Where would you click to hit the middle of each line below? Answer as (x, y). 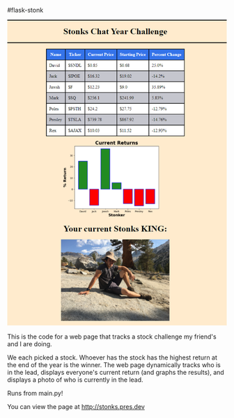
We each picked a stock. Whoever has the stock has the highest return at (112, 357)
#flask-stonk (25, 10)
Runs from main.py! (35, 394)
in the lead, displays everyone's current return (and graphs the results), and (116, 373)
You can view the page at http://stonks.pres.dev (76, 407)
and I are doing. (30, 344)
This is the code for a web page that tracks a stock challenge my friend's (112, 336)
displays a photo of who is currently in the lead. (76, 380)
